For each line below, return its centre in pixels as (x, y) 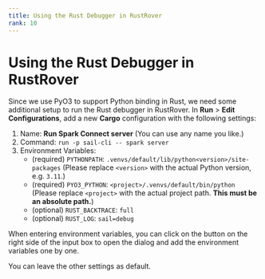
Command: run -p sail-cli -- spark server (94, 142)
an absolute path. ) (63, 202)
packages (46, 168)
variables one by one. (44, 251)
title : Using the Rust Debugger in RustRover (85, 16)
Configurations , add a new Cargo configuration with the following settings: (132, 118)
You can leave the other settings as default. (80, 266)
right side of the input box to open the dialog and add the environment (124, 242)
